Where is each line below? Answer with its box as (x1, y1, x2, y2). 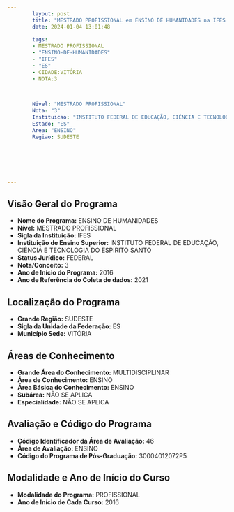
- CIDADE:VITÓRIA (32, 68, 82, 75)
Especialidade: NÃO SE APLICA (17, 398, 109, 407)
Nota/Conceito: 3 (17, 261, 69, 270)
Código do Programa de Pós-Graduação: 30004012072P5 (17, 451, 187, 460)
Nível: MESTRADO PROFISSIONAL (17, 224, 117, 233)
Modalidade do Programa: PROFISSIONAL (17, 490, 141, 499)
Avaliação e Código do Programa (7, 418, 152, 430)
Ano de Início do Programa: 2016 (17, 268, 114, 277)
